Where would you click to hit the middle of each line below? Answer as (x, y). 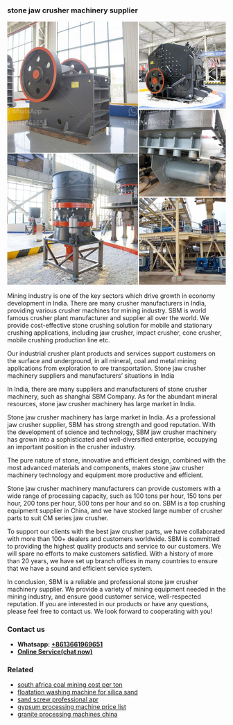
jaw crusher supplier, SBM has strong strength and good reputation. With (112, 424)
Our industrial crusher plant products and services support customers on (112, 353)
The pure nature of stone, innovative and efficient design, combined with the (116, 460)
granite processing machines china (67, 715)
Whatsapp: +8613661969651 (60, 644)
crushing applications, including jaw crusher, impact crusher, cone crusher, (114, 333)
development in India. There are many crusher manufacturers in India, (107, 303)
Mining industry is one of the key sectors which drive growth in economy (111, 295)
